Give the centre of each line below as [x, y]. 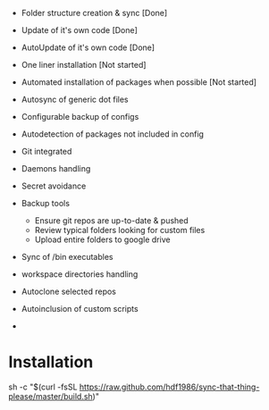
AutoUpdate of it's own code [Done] [88, 47]
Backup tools [46, 203]
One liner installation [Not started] [84, 65]
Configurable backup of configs [80, 117]
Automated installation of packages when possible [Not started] [139, 82]
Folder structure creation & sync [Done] [94, 13]
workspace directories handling [80, 274]
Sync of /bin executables [67, 257]
